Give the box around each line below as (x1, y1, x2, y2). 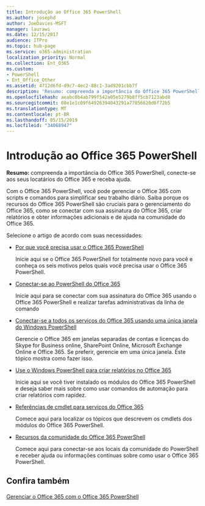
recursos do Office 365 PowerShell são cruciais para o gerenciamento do (6, 200, 191, 208)
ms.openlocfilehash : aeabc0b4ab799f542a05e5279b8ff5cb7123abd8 (6, 94, 171, 100)
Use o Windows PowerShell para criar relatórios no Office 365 (15, 367, 172, 374)
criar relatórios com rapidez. (15, 392, 87, 399)
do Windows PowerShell (15, 323, 77, 331)
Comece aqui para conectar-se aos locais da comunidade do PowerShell (15, 446, 199, 453)
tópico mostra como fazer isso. (15, 355, 93, 362)
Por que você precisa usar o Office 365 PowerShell (15, 244, 145, 251)
